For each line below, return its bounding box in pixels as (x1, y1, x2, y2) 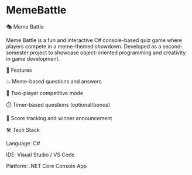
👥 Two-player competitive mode (6, 89, 84, 96)
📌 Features (6, 66, 32, 73)
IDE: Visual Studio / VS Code (6, 151, 75, 158)
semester (6, 49, 29, 56)
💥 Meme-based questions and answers (6, 78, 102, 85)
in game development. (6, 55, 60, 62)
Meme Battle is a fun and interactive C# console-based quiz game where (6, 36, 183, 44)
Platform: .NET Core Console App (6, 162, 87, 169)
